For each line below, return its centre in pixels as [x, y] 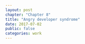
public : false [20, 29]
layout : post [19, 10]
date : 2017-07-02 [24, 24]
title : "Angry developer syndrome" [43, 19]
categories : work [24, 33]
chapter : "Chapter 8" [28, 15]
